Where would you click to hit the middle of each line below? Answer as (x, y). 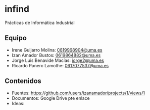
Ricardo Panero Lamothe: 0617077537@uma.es (60, 65)
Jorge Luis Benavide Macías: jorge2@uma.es (58, 60)
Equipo (16, 38)
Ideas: (18, 103)
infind (17, 9)
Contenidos (23, 81)
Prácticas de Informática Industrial (40, 23)
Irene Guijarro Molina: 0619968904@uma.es (57, 50)
